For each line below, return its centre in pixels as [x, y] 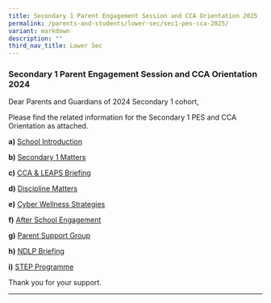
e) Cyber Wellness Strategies [57, 204]
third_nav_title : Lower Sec [56, 46]
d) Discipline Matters [43, 189]
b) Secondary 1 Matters [47, 158]
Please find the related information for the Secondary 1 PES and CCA [123, 117]
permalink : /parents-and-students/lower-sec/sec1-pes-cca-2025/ [119, 23]
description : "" [35, 38]
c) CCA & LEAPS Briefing [50, 173]
